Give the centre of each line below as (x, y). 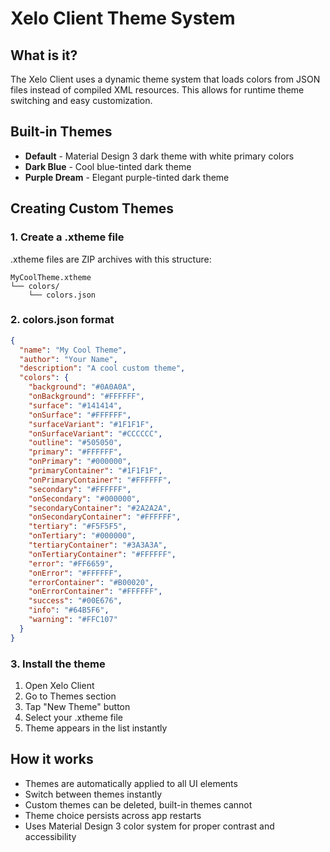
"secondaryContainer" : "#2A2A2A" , (100, 508)
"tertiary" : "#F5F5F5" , (78, 527)
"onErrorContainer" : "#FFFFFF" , (95, 592)
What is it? (44, 55)
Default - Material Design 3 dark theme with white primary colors (159, 156)
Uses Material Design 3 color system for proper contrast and (149, 826)
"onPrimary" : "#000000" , (80, 462)
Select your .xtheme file (73, 717)
